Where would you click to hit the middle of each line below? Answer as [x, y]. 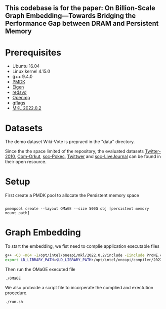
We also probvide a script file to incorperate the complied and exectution [79, 287]
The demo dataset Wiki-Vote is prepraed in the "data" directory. [70, 142]
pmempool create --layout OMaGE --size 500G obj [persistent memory [77, 209]
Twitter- [153, 151]
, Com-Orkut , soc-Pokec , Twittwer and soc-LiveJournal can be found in [88, 156]
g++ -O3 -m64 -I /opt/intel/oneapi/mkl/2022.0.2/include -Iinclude [75, 255]
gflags [19, 103]
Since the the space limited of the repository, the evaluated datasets [75, 151]
